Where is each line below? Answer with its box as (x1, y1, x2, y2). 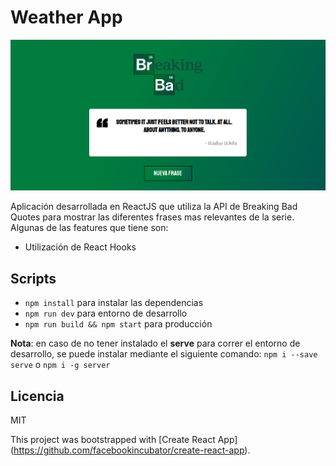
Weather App (10, 6, 123, 29)
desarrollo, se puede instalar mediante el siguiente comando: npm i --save (10, 348, 318, 360)
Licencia (10, 387, 65, 405)
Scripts (10, 270, 57, 287)
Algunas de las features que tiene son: (10, 222, 169, 234)
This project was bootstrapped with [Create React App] (10, 433, 238, 445)
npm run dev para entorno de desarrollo (24, 307, 188, 320)
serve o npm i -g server (10, 359, 111, 371)
